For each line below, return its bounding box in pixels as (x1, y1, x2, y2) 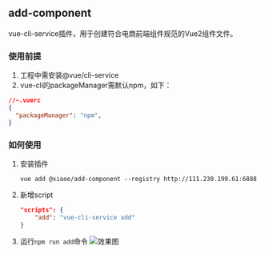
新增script (19, 190, 54, 200)
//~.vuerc (8, 96, 42, 105)
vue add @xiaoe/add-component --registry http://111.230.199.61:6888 (19, 175, 258, 183)
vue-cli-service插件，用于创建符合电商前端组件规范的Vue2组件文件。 (8, 28, 238, 38)
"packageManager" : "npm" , (15, 111, 102, 119)
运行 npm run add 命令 (19, 236, 88, 246)
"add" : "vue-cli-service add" (34, 213, 135, 221)
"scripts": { (19, 206, 64, 214)
